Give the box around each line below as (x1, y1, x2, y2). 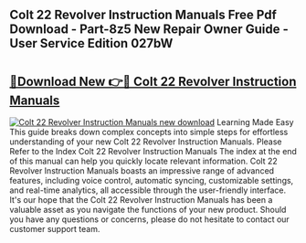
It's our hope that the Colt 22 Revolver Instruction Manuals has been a (9, 195, 273, 205)
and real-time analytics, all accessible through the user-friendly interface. (9, 185, 287, 195)
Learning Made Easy (216, 117, 294, 127)
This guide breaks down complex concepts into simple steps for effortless (9, 127, 289, 137)
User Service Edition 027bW (9, 36, 174, 51)
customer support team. (9, 224, 100, 234)
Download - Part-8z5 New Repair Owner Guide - (9, 22, 290, 37)
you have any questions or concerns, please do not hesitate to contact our (9, 214, 290, 225)
